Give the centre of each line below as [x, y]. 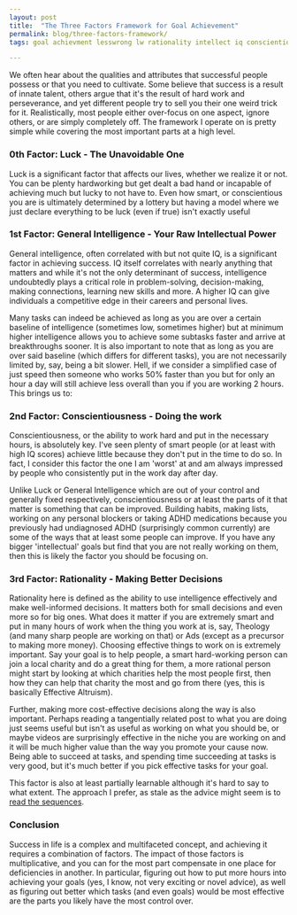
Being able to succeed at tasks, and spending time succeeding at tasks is [143, 756]
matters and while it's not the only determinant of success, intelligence [138, 272]
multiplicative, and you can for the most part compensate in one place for [143, 863]
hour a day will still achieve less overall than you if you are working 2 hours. [147, 384]
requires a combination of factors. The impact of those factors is [127, 853]
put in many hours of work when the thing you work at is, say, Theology [140, 626]
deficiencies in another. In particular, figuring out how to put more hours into [148, 872]
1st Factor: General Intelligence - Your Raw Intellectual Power [143, 234]
